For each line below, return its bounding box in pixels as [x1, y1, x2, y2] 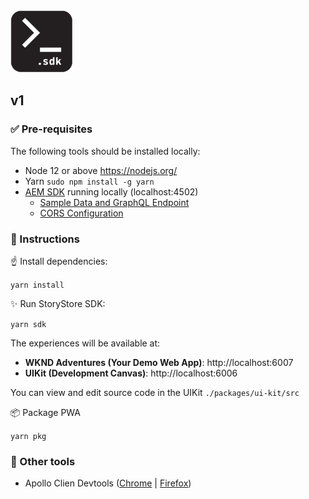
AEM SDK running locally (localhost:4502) [24, 185, 199, 198]
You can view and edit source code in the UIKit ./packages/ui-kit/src [10, 386, 300, 398]
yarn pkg [10, 431, 47, 441]
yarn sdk [10, 319, 47, 329]
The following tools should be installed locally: [10, 145, 201, 157]
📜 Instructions [10, 232, 80, 246]
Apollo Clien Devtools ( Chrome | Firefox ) [24, 477, 192, 489]
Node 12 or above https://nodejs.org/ [24, 164, 178, 176]
